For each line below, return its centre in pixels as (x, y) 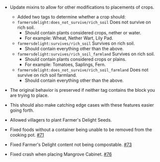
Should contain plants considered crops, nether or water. (83, 33)
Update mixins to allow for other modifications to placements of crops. (82, 7)
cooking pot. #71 (27, 135)
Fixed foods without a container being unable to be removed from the (81, 130)
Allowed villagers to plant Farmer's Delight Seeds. (61, 120)
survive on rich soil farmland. (47, 75)
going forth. (22, 110)
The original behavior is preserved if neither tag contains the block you (82, 90)
